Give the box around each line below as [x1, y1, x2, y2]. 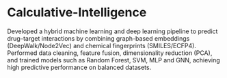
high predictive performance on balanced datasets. [7, 63, 152, 71]
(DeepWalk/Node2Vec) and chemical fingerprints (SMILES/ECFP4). [7, 41, 197, 50]
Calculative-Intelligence [7, 5, 147, 20]
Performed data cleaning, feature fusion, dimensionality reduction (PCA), [7, 49, 213, 57]
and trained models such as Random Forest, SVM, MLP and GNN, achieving [7, 56, 220, 64]
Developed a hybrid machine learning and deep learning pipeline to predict [7, 27, 218, 35]
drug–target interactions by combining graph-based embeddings [7, 34, 190, 42]
